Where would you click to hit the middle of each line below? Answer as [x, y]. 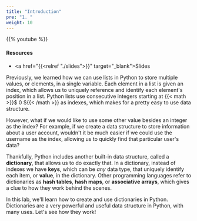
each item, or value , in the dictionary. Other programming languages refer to [99, 175]
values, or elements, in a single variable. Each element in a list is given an [95, 84]
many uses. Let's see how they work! [51, 212]
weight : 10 [19, 22]
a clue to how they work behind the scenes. [59, 188]
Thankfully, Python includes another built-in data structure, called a [88, 156]
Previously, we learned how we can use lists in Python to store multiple [92, 77]
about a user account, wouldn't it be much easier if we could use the [89, 133]
